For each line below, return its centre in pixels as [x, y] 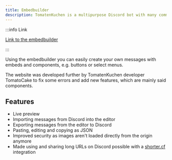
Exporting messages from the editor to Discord [62, 125]
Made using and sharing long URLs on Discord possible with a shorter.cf [89, 147]
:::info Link [16, 29]
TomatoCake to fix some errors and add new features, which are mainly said [86, 80]
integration [24, 152]
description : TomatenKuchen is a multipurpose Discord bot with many [81, 15]
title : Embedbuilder [27, 10]
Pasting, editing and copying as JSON [53, 130]
